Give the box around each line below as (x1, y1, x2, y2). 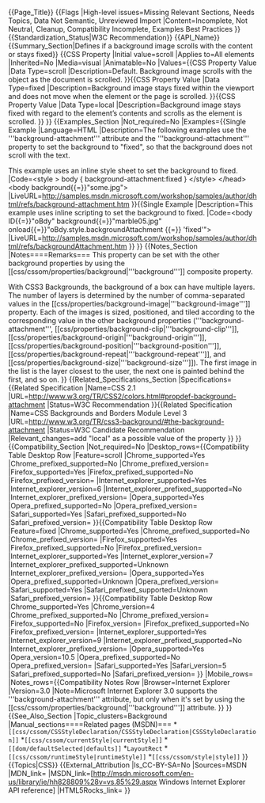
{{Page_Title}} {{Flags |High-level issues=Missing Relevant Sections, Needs (8, 8, 255, 17)
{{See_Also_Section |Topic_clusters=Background (8, 711, 168, 721)
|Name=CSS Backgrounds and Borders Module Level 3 (8, 409, 187, 417)
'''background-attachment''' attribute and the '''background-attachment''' (8, 134, 250, 143)
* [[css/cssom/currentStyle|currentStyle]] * (21, 735, 168, 744)
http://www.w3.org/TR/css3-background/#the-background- (28, 417, 225, 426)
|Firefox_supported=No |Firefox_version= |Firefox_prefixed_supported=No (8, 618, 250, 628)
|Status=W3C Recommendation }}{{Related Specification (47, 400, 233, 409)
